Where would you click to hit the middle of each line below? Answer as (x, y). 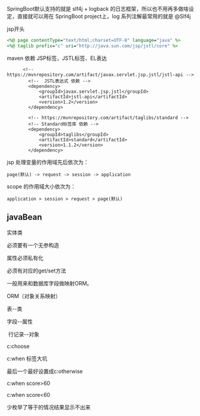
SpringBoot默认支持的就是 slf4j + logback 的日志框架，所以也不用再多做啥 (98, 9)
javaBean (24, 217)
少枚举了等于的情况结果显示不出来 (49, 407)
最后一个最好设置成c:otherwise (45, 371)
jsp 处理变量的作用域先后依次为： (48, 162)
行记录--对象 (24, 334)
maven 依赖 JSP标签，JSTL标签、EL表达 (57, 58)
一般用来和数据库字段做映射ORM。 (50, 283)
